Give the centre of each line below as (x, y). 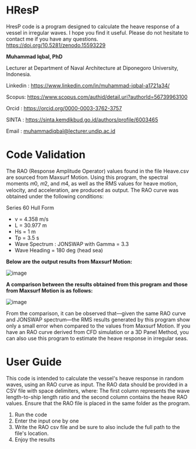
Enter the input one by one (47, 421)
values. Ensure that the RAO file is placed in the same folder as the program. (98, 403)
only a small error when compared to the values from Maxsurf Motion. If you (98, 326)
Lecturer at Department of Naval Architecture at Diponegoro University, (92, 67)
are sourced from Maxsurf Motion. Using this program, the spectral (87, 177)
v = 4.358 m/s (31, 219)
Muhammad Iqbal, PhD (34, 56)
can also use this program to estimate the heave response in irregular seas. (97, 338)
